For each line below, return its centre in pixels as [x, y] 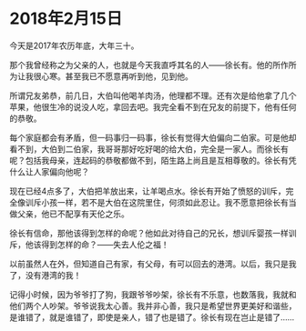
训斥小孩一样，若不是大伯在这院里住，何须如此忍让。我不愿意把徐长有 [157, 202]
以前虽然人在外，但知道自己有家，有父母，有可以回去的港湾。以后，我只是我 [153, 264]
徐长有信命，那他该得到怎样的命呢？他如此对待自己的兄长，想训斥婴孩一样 [149, 233]
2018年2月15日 [66, 19]
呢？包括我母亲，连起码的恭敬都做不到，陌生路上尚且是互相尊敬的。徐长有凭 [153, 160]
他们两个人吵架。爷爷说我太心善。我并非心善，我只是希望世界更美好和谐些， [153, 306]
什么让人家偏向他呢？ [49, 171]
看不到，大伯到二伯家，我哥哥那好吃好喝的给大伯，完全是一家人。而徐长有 [149, 149]
